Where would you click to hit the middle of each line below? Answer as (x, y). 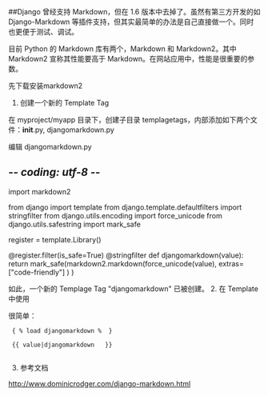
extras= (231, 263)
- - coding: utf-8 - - (54, 172)
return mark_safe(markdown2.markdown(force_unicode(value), (113, 263)
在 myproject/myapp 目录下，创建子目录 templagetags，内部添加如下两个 (129, 120)
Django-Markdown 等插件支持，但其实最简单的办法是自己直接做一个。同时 (131, 22)
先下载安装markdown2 (45, 86)
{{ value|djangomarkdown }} (62, 345)
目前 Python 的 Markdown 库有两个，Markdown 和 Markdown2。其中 (123, 49)
